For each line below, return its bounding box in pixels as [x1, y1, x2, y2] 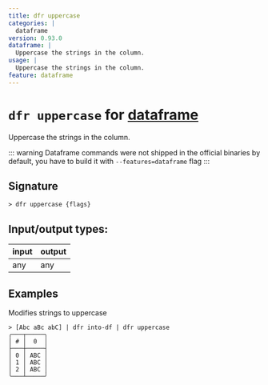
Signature [8, 179, 58, 193]
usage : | [8, 57, 38, 65]
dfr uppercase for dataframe [8, 106, 198, 124]
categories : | [8, 19, 56, 27]
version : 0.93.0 [8, 34, 62, 42]
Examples [8, 287, 58, 300]
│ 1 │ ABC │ [8, 359, 48, 367]
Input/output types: [8, 222, 109, 236]
